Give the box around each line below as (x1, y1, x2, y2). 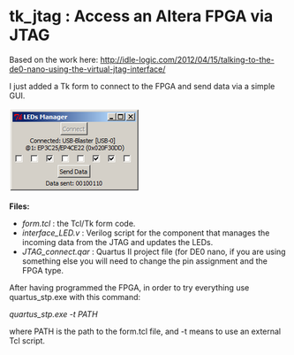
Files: (9, 201, 30, 212)
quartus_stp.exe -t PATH (9, 308, 99, 320)
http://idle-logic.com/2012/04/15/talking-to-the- (100, 54, 275, 65)
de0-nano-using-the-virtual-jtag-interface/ (9, 64, 166, 74)
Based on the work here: (9, 54, 99, 65)
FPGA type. (21, 265, 64, 275)
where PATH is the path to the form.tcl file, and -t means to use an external (9, 326, 282, 336)
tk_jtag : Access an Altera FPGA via (9, 6, 274, 27)
